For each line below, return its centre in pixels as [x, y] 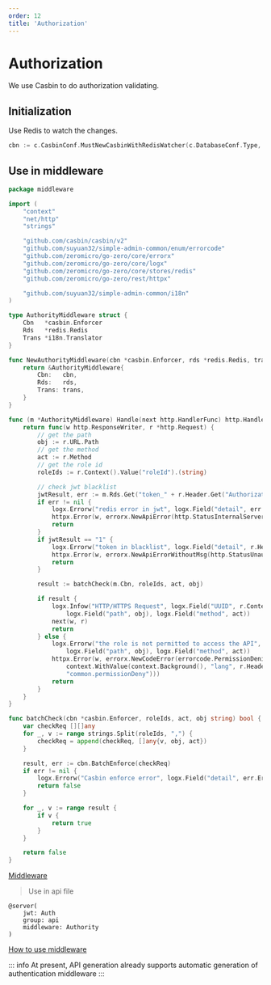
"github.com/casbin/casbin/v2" [75, 241]
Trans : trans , [61, 390]
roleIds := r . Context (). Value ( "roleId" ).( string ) [122, 472]
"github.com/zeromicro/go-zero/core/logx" [95, 264]
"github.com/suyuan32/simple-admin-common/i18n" [106, 293]
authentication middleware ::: [56, 974]
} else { [52, 636]
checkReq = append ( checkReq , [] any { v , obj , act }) [122, 741]
